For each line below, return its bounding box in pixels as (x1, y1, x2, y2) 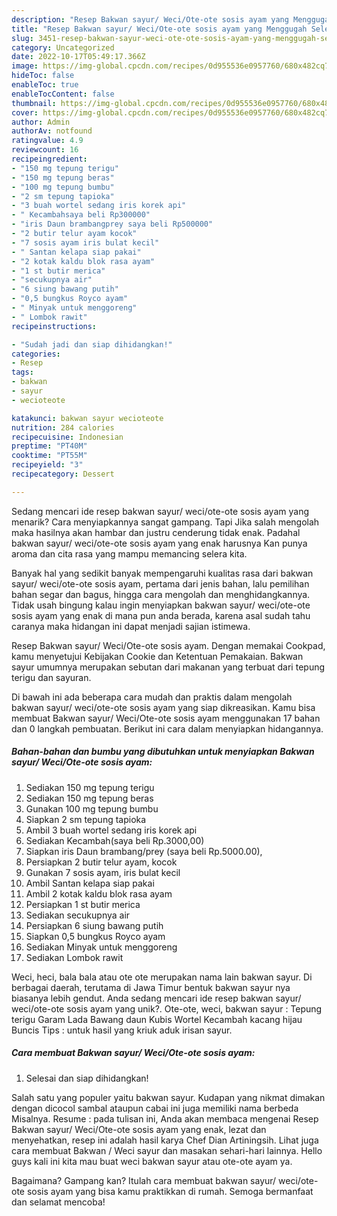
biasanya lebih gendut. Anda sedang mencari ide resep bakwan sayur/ (11, 992, 302, 1004)
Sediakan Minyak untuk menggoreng (25, 941, 178, 953)
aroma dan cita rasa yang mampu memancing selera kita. (11, 547, 248, 560)
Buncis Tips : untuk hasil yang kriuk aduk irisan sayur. (11, 1024, 233, 1036)
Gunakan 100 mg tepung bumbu (25, 802, 159, 815)
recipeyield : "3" (11, 460, 84, 470)
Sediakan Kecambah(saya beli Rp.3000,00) (25, 834, 205, 846)
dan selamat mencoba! (11, 1196, 106, 1208)
